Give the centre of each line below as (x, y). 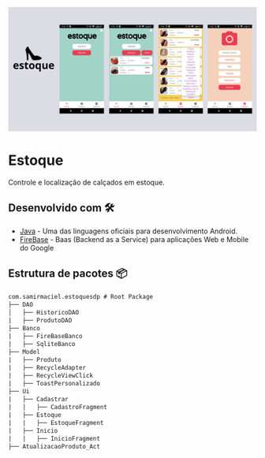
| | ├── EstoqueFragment (56, 423)
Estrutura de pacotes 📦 (68, 274)
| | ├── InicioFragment (54, 438)
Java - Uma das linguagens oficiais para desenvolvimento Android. (129, 231)
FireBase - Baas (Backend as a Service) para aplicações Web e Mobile (134, 239)
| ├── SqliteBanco (42, 344)
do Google (37, 248)
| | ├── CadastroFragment (58, 407)
